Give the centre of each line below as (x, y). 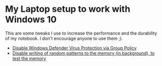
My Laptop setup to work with (68, 9)
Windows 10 (31, 19)
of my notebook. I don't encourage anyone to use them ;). (64, 38)
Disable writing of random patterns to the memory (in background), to (83, 53)
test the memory (29, 58)
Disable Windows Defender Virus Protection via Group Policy (74, 48)
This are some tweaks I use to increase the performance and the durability (81, 33)
